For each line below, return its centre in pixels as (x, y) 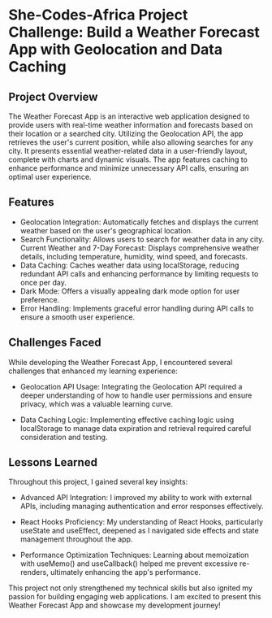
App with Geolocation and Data (116, 50)
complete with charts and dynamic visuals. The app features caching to (128, 159)
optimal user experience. (50, 177)
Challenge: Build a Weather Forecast (134, 32)
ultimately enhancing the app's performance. (125, 572)
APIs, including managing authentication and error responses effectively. (142, 507)
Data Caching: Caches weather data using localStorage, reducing (130, 265)
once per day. (43, 282)
